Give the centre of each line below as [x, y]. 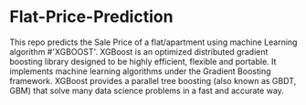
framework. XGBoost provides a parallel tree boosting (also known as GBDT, [153, 80]
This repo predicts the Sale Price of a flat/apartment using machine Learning [153, 42]
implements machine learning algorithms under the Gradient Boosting [140, 71]
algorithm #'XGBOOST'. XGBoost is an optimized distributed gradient [139, 51]
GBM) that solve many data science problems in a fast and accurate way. [147, 90]
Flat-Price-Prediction [91, 17]
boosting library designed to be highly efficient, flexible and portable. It [143, 61]
